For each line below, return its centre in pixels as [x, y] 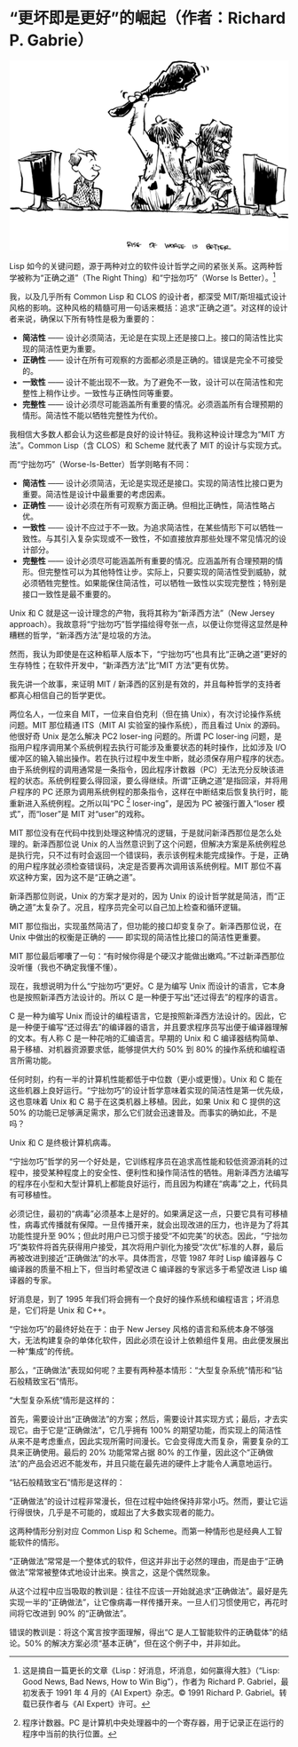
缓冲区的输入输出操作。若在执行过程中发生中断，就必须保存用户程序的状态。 [149, 758]
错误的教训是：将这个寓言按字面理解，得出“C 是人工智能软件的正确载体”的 [145, 1632]
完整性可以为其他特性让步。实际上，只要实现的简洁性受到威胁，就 [166, 572]
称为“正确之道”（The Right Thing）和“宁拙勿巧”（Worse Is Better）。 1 [150, 276]
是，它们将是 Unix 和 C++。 [60, 1310]
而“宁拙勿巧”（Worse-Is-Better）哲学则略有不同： [101, 464]
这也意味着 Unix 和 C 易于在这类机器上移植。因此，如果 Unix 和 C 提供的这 [145, 1101]
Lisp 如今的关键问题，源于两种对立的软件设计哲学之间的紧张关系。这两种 [142, 266]
